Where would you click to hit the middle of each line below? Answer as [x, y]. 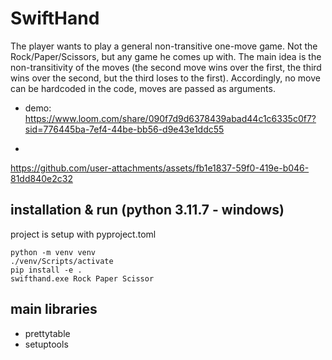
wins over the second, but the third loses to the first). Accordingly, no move [165, 78]
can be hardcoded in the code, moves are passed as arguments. [143, 88]
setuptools [46, 344]
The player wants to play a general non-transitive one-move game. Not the [164, 46]
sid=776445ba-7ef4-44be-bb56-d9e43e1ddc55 [124, 129]
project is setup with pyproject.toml [83, 234]
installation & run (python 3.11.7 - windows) [147, 210]
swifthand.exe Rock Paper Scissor [82, 278]
